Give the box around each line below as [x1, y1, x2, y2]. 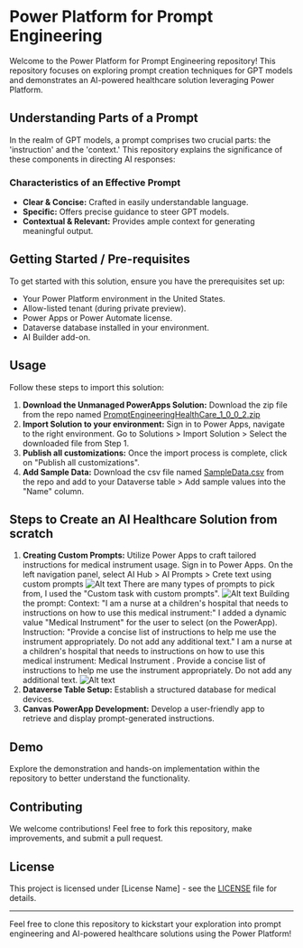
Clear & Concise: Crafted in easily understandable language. [22, 197, 250, 208]
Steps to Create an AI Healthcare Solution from [9, 512, 278, 528]
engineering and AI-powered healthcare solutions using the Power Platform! [9, 928, 292, 939]
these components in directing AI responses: [9, 154, 176, 164]
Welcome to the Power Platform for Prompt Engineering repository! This [9, 55, 277, 66]
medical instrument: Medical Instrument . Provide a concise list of [22, 655, 266, 666]
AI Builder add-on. [22, 332, 91, 343]
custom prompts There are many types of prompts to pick [22, 578, 275, 589]
